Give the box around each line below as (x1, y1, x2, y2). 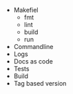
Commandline (13, 43, 54, 50)
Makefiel (13, 6, 39, 14)
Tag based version (13, 79, 67, 87)
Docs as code (13, 57, 53, 65)
